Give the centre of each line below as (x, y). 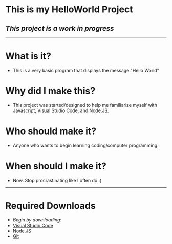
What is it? (28, 56)
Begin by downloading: (37, 220)
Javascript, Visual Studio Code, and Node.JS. (61, 110)
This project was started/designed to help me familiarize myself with (85, 105)
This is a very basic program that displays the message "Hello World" (86, 70)
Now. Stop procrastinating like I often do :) (57, 180)
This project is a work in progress (60, 28)
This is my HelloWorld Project (69, 9)
